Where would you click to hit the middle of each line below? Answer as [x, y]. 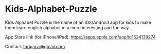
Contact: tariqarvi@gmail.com [35, 46]
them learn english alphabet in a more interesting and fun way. [68, 27]
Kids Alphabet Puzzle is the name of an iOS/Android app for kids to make [78, 22]
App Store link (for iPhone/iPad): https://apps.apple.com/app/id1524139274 [80, 37]
